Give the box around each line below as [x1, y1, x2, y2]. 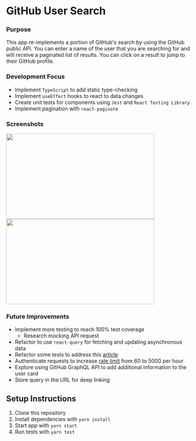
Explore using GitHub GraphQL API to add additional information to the [14, 364, 187, 371]
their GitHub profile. [6, 58, 54, 65]
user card [14, 370, 38, 377]
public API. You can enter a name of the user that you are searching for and [6, 45, 191, 52]
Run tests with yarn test [14, 429, 75, 436]
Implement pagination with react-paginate [14, 105, 118, 112]
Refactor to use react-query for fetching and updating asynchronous [14, 338, 182, 345]
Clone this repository [14, 410, 66, 417]
